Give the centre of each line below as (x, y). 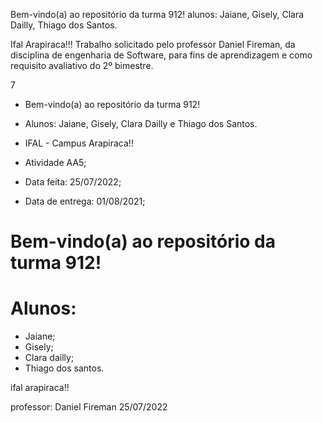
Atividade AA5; (55, 162)
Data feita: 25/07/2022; (73, 182)
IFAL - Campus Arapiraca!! (79, 143)
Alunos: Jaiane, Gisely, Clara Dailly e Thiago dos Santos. (141, 123)
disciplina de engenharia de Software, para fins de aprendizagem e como (161, 55)
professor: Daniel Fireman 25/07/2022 (89, 407)
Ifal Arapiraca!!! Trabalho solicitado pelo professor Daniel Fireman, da (153, 44)
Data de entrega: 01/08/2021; (85, 201)
